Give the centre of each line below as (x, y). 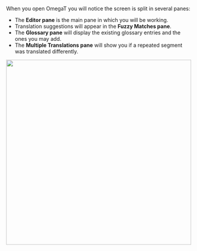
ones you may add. (38, 39)
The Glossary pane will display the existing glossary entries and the (98, 33)
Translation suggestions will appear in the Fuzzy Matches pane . (93, 26)
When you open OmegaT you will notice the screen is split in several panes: (98, 9)
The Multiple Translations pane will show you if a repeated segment (98, 45)
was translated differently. (46, 52)
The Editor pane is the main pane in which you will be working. (91, 20)
